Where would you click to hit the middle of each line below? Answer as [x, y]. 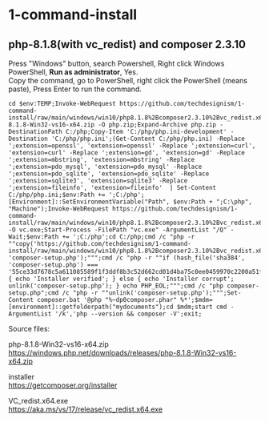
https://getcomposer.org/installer [63, 385]
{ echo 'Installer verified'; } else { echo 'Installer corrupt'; [121, 279]
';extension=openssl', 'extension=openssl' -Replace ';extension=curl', [132, 146]
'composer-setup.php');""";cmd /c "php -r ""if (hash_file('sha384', [127, 258]
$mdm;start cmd [202, 307]
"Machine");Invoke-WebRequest [59, 209]
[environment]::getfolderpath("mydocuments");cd [91, 307]
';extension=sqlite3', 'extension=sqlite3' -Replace [98, 181]
